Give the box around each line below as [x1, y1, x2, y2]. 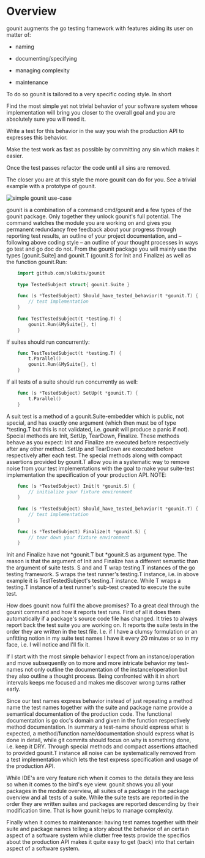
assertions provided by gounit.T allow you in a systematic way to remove [6, 458, 190, 465]
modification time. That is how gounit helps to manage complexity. [6, 807, 174, 814]
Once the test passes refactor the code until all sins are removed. [6, 164, 171, 171]
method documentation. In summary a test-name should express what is [6, 723, 189, 731]
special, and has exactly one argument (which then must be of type [6, 419, 176, 427]
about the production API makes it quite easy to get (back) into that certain [6, 838, 195, 846]
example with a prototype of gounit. [6, 182, 97, 189]
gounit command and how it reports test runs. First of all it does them [6, 609, 181, 616]
